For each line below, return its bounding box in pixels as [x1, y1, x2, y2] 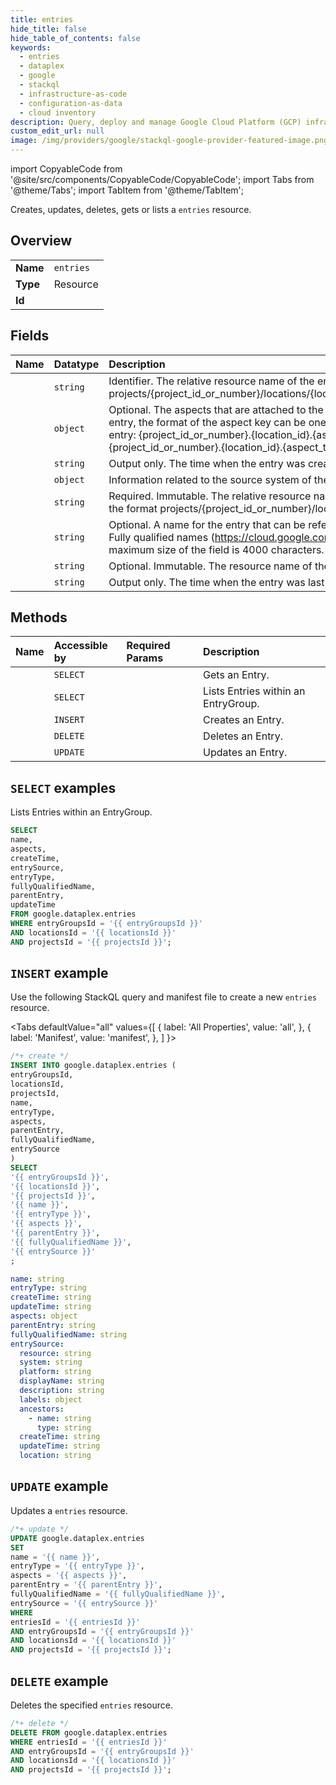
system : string [19, 1357, 83, 1368]
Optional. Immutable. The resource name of [108, 559, 313, 573]
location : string [19, 1451, 92, 1461]
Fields [10, 327, 50, 345]
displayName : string [19, 1376, 105, 1386]
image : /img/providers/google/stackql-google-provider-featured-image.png [10, 136, 329, 146]
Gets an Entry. [203, 668, 270, 682]
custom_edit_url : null [10, 126, 105, 136]
